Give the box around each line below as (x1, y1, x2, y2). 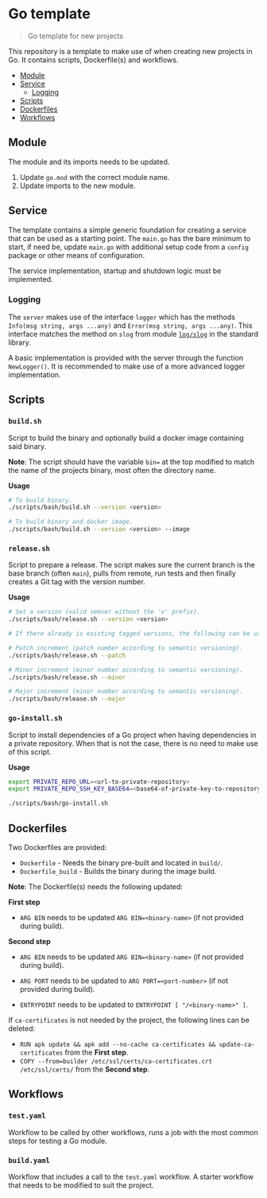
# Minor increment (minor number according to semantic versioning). (8, 665, 244, 673)
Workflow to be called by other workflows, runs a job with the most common (8, 1127, 258, 1137)
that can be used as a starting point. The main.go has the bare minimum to (8, 233, 251, 243)
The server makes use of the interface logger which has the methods (8, 312, 236, 322)
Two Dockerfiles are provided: (8, 842, 107, 852)
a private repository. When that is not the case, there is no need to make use (8, 738, 258, 748)
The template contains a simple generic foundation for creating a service (8, 224, 246, 235)
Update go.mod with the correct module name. (19, 172, 170, 181)
